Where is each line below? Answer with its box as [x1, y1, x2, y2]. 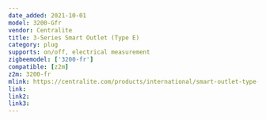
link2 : [8, 92, 30, 100]
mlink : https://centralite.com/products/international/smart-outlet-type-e [8, 77, 264, 85]
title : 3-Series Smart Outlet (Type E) [8, 33, 140, 42]
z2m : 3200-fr [8, 70, 51, 78]
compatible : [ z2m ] [8, 63, 69, 71]
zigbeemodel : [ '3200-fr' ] [8, 56, 93, 64]
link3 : [8, 99, 30, 107]
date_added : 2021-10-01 [8, 11, 87, 20]
